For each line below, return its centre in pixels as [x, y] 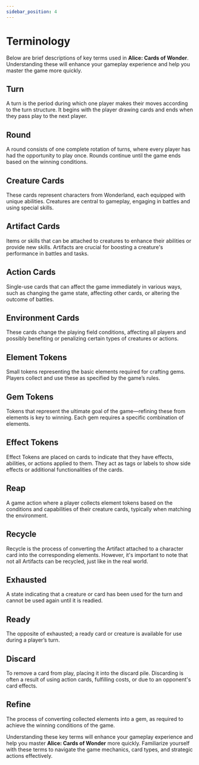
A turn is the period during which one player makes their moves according [97, 103]
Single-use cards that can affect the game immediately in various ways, [94, 286]
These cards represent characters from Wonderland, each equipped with [96, 195]
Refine [18, 704]
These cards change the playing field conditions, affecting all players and [96, 332]
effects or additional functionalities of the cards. [65, 469]
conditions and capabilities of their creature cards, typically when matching [99, 509]
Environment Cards [43, 318]
